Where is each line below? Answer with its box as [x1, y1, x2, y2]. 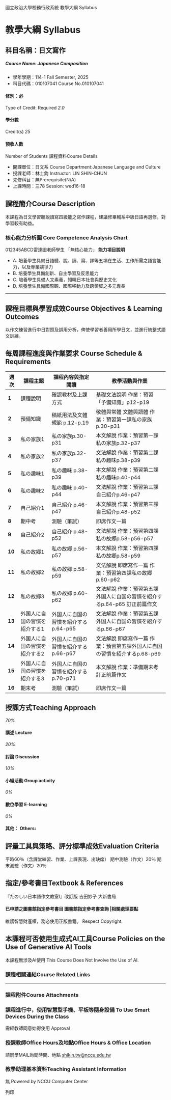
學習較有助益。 [5, 220, 37, 226]
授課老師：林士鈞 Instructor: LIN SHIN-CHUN [12, 170, 107, 177]
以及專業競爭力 [21, 264, 53, 270]
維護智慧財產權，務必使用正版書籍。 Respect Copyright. [5, 918, 123, 924]
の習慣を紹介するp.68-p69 [96, 650, 161, 657]
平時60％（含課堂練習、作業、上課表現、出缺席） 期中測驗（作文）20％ [5, 856, 156, 862]
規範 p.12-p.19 [51, 419, 89, 426]
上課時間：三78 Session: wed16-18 [12, 183, 85, 189]
